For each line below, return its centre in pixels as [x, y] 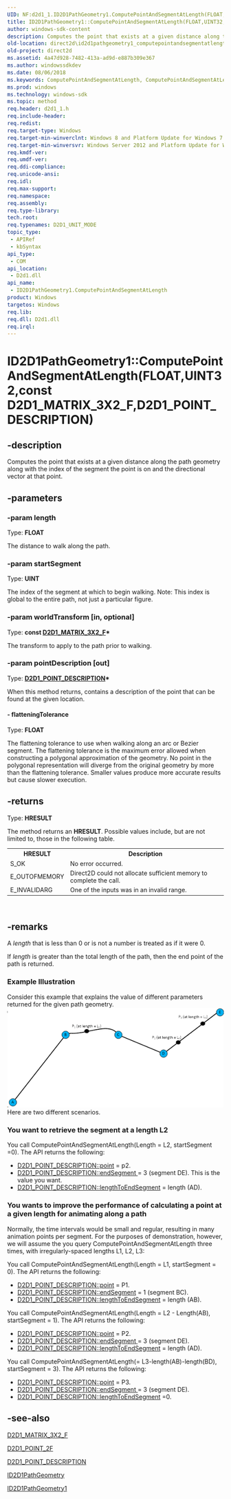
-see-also [29, 1418]
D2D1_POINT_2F [30, 1448]
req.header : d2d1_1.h [38, 109]
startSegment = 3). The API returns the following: [77, 1368]
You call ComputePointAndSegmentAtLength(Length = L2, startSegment [110, 1145]
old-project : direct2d [40, 51]
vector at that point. [35, 476]
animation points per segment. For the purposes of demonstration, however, [115, 1236]
